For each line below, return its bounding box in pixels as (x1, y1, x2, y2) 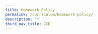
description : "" (5, 16, 39, 21)
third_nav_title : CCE (5, 21, 51, 26)
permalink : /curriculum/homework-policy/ (5, 12, 93, 17)
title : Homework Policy (5, 7, 55, 12)
